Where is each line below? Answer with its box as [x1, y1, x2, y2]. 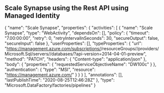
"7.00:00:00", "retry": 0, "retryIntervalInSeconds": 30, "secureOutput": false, [4, 35, 159, 41]
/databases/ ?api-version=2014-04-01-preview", [50, 51, 147, 57]
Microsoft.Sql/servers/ [4, 51, 50, 57]
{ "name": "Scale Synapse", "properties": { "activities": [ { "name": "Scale [4, 25, 153, 31]
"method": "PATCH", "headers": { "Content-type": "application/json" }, [4, 56, 147, 62]
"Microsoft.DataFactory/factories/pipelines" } [4, 82, 96, 88]
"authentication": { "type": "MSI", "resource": [4, 66, 96, 72]
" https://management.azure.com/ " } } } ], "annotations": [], [4, 71, 123, 78]
